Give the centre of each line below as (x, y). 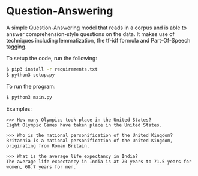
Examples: (19, 108)
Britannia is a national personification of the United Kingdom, (89, 141)
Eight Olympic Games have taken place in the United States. (84, 125)
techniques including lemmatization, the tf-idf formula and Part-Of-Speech (98, 40)
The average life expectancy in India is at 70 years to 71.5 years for (99, 162)
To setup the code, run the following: (52, 58)
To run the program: (31, 86)
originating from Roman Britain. (48, 146)
